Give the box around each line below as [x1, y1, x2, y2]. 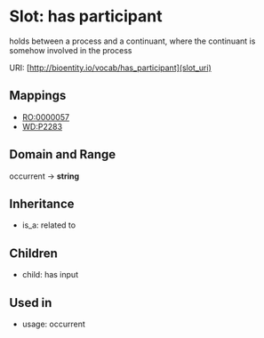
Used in [9, 295, 52, 310]
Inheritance [9, 196, 75, 211]
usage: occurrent [21, 318, 86, 329]
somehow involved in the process [9, 44, 132, 55]
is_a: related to [21, 220, 76, 230]
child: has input [21, 270, 78, 280]
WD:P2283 [21, 121, 63, 132]
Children [9, 245, 58, 261]
